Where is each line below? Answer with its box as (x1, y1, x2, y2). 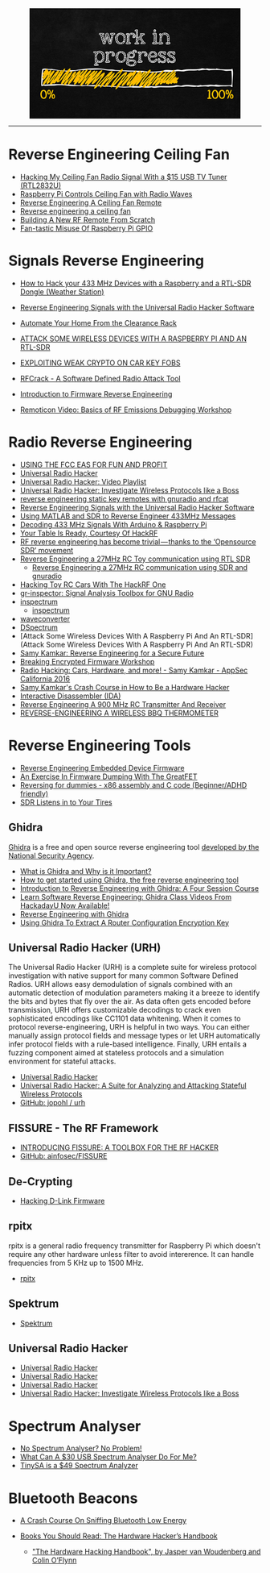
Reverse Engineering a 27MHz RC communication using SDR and (31, 562, 247, 572)
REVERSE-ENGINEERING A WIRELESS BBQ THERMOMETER (19, 708, 219, 718)
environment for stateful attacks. (8, 1056, 117, 1067)
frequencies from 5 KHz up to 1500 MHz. (8, 1258, 145, 1267)
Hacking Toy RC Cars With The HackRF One (19, 580, 166, 589)
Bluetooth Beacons (8, 1489, 138, 1507)
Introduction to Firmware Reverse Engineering (19, 389, 173, 398)
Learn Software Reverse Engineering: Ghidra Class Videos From (19, 892, 231, 901)
